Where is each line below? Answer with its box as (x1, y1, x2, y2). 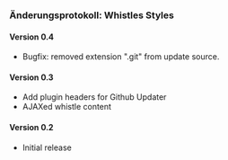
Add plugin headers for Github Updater (22, 92, 167, 102)
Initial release (22, 142, 72, 153)
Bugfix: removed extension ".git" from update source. (22, 51, 220, 62)
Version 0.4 (9, 31, 55, 42)
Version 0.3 (9, 72, 54, 83)
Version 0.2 (9, 121, 54, 132)
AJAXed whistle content (22, 102, 112, 112)
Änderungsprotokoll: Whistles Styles (9, 9, 175, 22)
